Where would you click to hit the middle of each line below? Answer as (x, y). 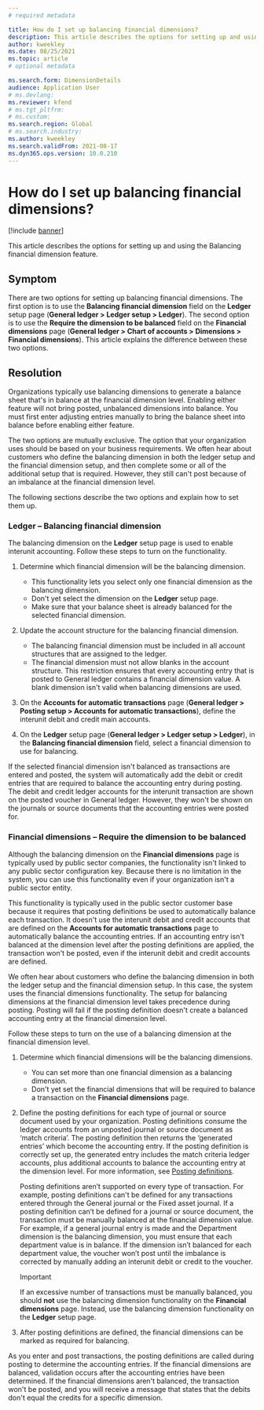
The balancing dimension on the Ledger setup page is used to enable (121, 543)
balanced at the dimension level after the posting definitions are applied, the (131, 945)
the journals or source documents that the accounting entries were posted (128, 808)
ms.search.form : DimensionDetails (65, 80)
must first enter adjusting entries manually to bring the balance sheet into (127, 417)
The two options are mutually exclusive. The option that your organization (127, 440)
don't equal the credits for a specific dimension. (86, 1397)
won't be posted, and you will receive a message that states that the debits (129, 1389)
